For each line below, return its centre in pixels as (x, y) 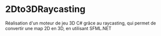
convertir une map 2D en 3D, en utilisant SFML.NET (58, 28)
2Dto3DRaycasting (45, 9)
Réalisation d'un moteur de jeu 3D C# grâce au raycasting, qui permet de (81, 23)
